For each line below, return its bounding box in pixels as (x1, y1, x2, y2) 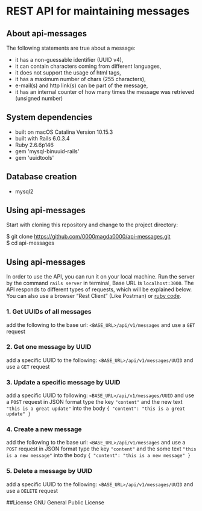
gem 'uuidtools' (14, 154, 54, 161)
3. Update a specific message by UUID (6, 378, 121, 386)
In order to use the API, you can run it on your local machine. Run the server (6, 273, 195, 280)
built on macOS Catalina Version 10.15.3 (14, 128, 113, 136)
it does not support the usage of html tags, (14, 69, 122, 76)
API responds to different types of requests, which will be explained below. (6, 286, 192, 293)
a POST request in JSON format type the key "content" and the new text (6, 398, 183, 406)
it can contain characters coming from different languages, (14, 62, 162, 70)
